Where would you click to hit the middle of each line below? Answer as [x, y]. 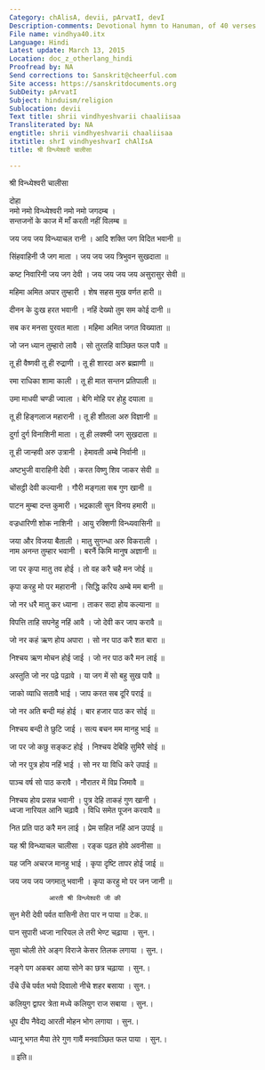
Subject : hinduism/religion [61, 100]
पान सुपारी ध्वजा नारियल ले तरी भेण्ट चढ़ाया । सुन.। [82, 932]
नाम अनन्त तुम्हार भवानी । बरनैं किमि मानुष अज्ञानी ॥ [83, 551]
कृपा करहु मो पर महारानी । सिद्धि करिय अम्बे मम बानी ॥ [86, 586]
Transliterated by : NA [51, 125]
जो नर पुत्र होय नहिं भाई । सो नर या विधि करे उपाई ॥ [83, 764]
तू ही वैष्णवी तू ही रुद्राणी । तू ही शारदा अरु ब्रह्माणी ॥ [81, 363]
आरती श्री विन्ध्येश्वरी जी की [85, 898]
